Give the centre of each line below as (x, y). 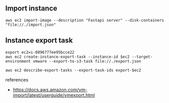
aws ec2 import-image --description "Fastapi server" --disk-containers (85, 20)
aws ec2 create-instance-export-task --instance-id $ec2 (68, 57)
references (17, 79)
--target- (142, 57)
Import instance (31, 8)
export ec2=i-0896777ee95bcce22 (40, 52)
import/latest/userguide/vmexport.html (54, 95)
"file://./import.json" (31, 25)
